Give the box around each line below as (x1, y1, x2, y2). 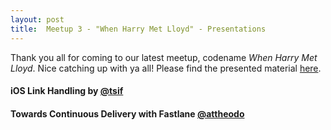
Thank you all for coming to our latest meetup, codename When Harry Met (10, 51, 318, 63)
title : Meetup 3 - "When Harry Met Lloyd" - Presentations (10, 24, 267, 34)
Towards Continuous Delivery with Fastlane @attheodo (10, 107, 245, 120)
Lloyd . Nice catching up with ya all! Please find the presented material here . (10, 62, 322, 74)
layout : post (10, 14, 65, 25)
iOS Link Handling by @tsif (10, 85, 124, 97)
